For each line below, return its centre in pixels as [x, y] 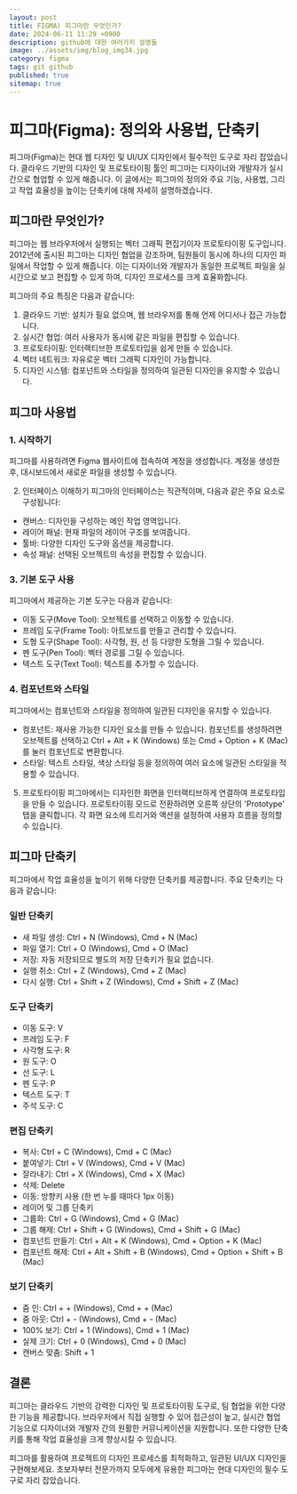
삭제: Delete [43, 1185]
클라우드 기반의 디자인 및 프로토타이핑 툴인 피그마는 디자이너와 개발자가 [144, 168]
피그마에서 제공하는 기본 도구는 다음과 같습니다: [91, 600]
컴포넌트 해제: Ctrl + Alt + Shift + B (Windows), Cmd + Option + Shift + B [152, 1252]
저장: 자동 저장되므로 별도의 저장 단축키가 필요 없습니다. [118, 959]
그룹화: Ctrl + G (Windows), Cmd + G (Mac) [101, 1218]
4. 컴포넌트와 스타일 [49, 689]
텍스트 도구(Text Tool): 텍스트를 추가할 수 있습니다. [110, 664]
